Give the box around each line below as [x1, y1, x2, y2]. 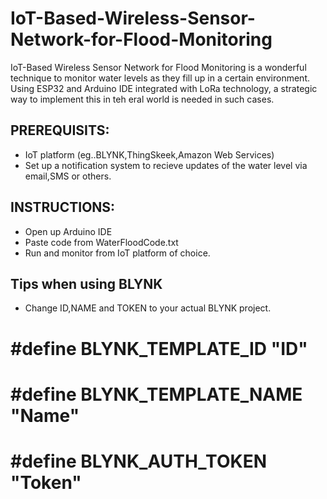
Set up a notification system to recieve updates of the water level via [24, 159, 308, 171]
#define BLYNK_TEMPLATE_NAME [10, 383, 303, 406]
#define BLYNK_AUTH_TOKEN [10, 450, 267, 472]
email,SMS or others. [24, 170, 112, 182]
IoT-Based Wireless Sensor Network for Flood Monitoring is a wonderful [10, 61, 307, 73]
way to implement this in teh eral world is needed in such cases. [10, 93, 275, 105]
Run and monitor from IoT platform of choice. [24, 247, 211, 259]
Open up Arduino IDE [24, 225, 113, 237]
